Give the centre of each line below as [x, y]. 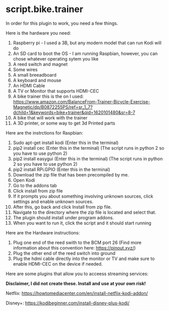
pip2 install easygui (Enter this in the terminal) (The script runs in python [88, 159]
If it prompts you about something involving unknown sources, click [83, 196]
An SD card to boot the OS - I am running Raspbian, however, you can [85, 53]
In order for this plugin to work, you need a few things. [62, 23]
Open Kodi [24, 180]
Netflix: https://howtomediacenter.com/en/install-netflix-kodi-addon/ [77, 293]
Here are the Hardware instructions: [43, 232]
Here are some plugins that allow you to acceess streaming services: [77, 274]
